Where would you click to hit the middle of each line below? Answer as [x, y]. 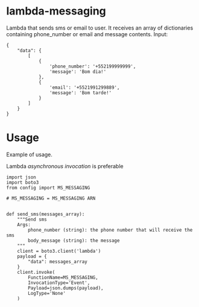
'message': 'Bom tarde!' [81, 93]
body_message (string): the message [74, 240]
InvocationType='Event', [59, 283]
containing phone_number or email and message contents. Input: [87, 34]
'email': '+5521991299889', [84, 87]
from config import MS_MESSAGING [48, 188]
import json [21, 177]
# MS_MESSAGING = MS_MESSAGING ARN [51, 198]
